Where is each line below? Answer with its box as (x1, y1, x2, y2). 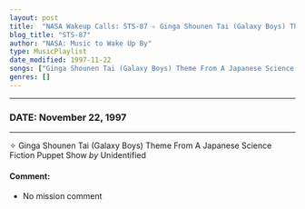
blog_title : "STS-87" (9, 30, 92, 39)
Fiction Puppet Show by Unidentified (9, 150, 147, 161)
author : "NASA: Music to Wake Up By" (9, 38, 152, 48)
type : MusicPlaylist (9, 47, 88, 56)
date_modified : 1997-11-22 (9, 55, 112, 65)
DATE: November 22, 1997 (9, 111, 127, 124)
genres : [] (9, 73, 51, 82)
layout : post (9, 13, 59, 23)
